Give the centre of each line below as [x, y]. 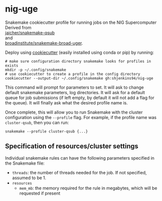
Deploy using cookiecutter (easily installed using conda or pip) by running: [80, 52]
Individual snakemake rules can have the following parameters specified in [80, 158]
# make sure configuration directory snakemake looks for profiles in [78, 61]
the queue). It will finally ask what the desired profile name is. [66, 102]
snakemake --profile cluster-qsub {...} [47, 131]
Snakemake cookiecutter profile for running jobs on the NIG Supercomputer [81, 22]
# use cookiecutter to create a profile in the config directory [72, 74]
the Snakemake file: [25, 163]
